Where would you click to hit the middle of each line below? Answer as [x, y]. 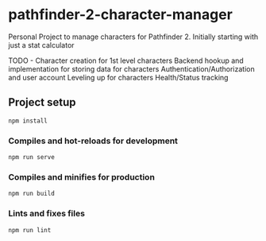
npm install [28, 121]
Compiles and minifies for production [81, 177]
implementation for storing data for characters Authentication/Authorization [132, 68]
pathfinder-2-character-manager [120, 15]
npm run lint [30, 230]
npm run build [32, 194]
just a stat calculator [41, 45]
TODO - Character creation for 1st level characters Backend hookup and [126, 60]
